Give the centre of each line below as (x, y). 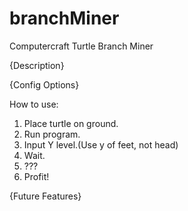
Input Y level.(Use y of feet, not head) (101, 144)
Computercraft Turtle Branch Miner (81, 46)
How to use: (34, 104)
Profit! (36, 176)
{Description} (37, 65)
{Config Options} (44, 84)
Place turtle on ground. (71, 123)
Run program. (52, 134)
